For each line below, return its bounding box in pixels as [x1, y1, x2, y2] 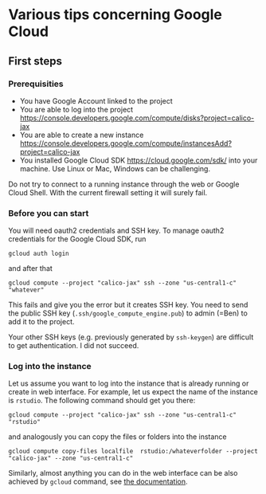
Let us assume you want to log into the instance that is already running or [8, 378, 249, 388]
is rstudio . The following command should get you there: [8, 396, 196, 406]
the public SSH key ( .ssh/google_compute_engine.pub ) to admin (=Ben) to [8, 308, 248, 318]
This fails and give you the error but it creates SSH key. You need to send [8, 300, 248, 310]
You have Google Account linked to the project [19, 96, 173, 105]
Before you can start [8, 207, 89, 218]
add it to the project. [8, 317, 75, 327]
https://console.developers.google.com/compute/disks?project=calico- [19, 113, 255, 123]
